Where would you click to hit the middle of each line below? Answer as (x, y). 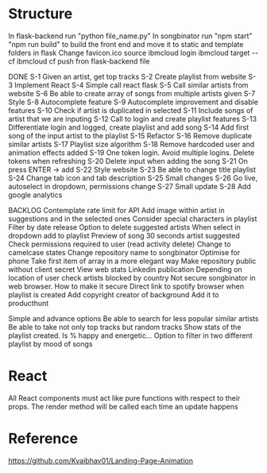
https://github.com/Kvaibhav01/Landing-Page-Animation (101, 460)
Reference (43, 439)
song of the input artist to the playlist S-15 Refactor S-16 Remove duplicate (130, 135)
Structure (41, 14)
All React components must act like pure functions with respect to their (124, 397)
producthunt (29, 303)
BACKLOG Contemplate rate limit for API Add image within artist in (116, 210)
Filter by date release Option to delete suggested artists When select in (124, 227)
